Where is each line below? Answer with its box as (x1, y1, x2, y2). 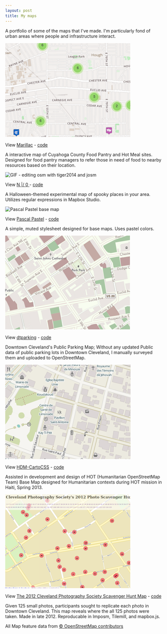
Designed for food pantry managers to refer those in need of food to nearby (5, 156, 161, 162)
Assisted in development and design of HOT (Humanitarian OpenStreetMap (5, 473, 160, 479)
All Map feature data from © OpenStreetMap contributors (5, 623, 123, 629)
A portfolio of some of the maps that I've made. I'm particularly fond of (5, 27, 151, 33)
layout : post (5, 8, 32, 13)
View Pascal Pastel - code (5, 215, 59, 222)
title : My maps (5, 13, 37, 18)
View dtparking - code (5, 334, 51, 340)
